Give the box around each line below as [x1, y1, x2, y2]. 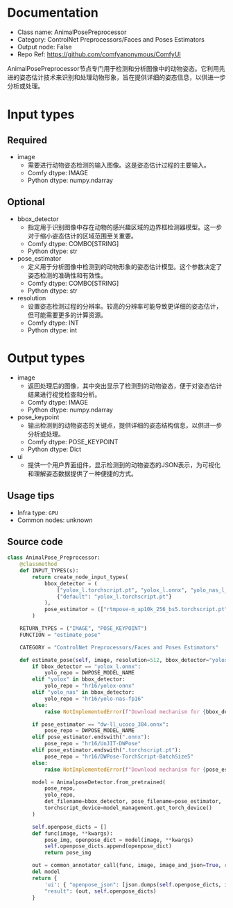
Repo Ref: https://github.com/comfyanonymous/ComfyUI [17, 50, 182, 58]
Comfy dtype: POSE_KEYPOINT [27, 437, 119, 446]
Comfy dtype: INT [27, 318, 80, 327]
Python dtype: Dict [27, 445, 82, 453]
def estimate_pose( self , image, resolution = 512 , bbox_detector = [19, 656, 209, 663]
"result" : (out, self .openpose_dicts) [44, 888, 157, 895]
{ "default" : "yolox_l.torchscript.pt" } [56, 593, 172, 600]
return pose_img [44, 850, 92, 857]
